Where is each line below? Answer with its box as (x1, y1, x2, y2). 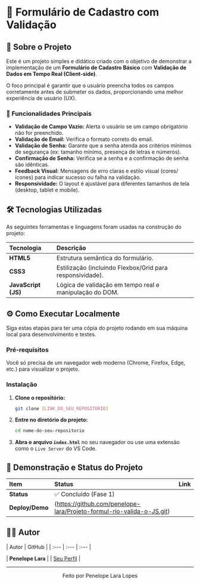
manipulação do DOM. (56, 288, 119, 297)
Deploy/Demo (9, 504, 49, 512)
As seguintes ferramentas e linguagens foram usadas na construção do (6, 223, 182, 230)
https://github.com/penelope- (56, 500, 141, 508)
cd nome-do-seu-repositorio (14, 428, 85, 434)
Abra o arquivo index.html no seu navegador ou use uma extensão (14, 439, 180, 446)
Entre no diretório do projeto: (14, 416, 88, 423)
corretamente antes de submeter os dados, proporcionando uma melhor (6, 88, 183, 95)
